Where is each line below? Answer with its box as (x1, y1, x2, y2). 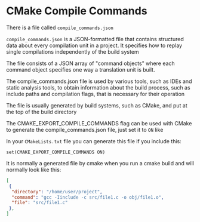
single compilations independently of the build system (6, 48, 139, 55)
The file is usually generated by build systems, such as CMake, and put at (6, 101, 187, 109)
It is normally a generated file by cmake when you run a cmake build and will (6, 159, 194, 166)
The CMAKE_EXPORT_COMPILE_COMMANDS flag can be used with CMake (6, 119, 192, 127)
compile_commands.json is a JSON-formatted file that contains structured (6, 35, 184, 42)
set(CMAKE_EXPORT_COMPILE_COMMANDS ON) (6, 149, 106, 155)
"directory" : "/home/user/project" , (11, 189, 103, 195)
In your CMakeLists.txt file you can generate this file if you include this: (6, 137, 181, 144)
